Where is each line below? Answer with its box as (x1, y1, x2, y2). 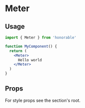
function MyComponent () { (5, 44, 57, 49)
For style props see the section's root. (5, 97, 81, 103)
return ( (9, 48, 27, 54)
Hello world (17, 57, 42, 62)
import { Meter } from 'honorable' (5, 35, 77, 40)
